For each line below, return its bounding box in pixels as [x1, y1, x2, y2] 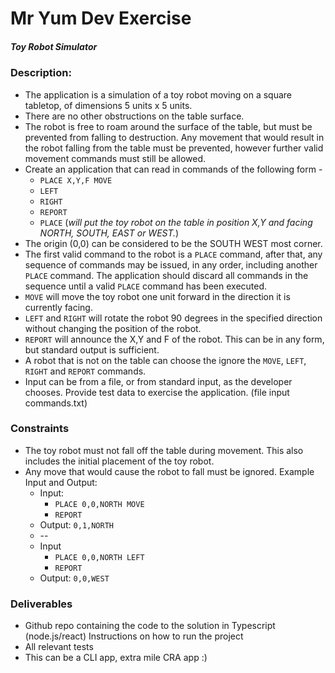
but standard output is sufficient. [24, 343, 160, 356]
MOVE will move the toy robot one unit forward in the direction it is [24, 290, 291, 302]
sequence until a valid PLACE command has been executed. [24, 280, 268, 292]
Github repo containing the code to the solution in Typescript [24, 620, 276, 632]
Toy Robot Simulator [10, 40, 98, 52]
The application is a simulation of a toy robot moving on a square [24, 88, 292, 101]
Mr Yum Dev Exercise [10, 7, 192, 30]
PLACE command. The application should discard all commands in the [24, 269, 309, 281]
